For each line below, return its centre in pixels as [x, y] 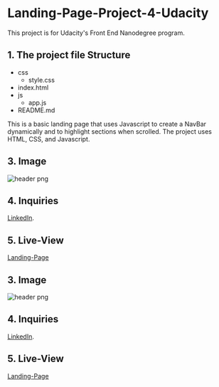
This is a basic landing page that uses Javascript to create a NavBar [107, 124]
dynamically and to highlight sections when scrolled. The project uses [109, 131]
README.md [36, 110]
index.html [33, 88]
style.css [42, 80]
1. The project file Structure [69, 55]
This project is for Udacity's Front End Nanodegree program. [96, 33]
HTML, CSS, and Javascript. [49, 139]
